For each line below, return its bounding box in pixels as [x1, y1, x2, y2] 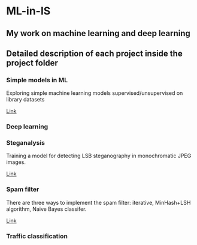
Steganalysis [6, 139, 46, 147]
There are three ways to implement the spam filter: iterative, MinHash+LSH [6, 199, 191, 206]
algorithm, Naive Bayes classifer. [6, 205, 87, 213]
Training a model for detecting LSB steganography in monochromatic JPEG [6, 152, 192, 160]
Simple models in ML [6, 76, 68, 84]
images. [6, 159, 26, 166]
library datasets [6, 96, 45, 103]
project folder [6, 58, 59, 68]
